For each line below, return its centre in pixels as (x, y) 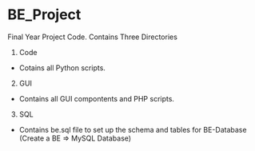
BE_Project (44, 15)
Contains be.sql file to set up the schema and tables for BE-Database (133, 129)
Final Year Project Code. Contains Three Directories (92, 37)
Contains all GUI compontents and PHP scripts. (97, 98)
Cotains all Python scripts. (62, 68)
